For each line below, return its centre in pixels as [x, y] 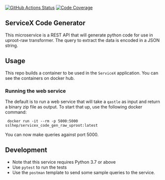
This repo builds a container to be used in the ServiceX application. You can [82, 73]
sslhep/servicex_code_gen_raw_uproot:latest [51, 125]
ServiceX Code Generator [45, 23]
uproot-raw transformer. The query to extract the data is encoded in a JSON [82, 40]
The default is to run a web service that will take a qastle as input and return [82, 102]
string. [12, 45]
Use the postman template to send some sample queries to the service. [83, 172]
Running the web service [36, 91]
